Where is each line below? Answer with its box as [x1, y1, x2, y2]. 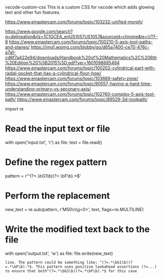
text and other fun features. [5, 9, 61, 15]
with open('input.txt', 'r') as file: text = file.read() [5, 139, 102, 145]
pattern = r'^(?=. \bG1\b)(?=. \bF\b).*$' [5, 173, 81, 179]
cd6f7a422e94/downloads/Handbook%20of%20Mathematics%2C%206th [5, 55, 157, 61]
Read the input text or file [5, 123, 110, 134]
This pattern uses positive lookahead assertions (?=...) [36, 264, 157, 269]
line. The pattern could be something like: [5, 260, 98, 265]
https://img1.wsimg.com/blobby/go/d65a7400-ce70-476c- [30, 44, 150, 50]
